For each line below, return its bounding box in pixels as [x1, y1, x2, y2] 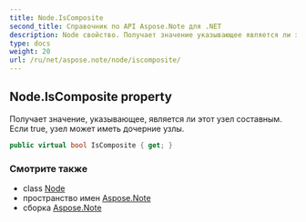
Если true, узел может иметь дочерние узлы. [9, 123, 185, 134]
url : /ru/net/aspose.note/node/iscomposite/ [9, 55, 181, 65]
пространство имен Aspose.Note [22, 192, 152, 203]
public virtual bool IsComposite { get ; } [9, 140, 173, 150]
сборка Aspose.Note [22, 202, 102, 213]
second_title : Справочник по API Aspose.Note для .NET [9, 22, 222, 31]
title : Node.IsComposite [9, 13, 104, 23]
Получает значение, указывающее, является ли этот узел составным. [9, 113, 282, 124]
